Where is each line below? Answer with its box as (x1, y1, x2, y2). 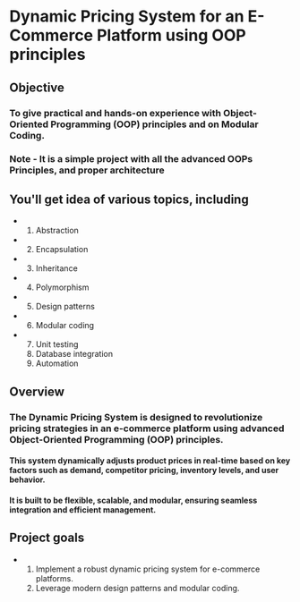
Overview (9, 384, 65, 399)
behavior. (9, 474, 47, 485)
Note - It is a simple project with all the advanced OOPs (9, 153, 253, 165)
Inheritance (35, 263, 78, 274)
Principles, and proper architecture (9, 164, 165, 176)
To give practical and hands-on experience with (9, 106, 222, 119)
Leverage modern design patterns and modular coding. (35, 582, 240, 593)
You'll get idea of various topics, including (9, 191, 249, 207)
